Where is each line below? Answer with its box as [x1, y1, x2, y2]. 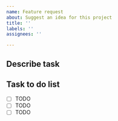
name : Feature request [6, 8, 64, 15]
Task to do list [6, 79, 60, 89]
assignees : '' [6, 31, 42, 37]
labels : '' [6, 25, 34, 32]
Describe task [6, 58, 60, 69]
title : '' [6, 20, 31, 26]
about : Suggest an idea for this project [6, 14, 113, 20]
